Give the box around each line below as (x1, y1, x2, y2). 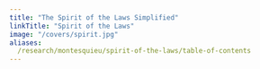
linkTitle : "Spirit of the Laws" (9, 22, 135, 30)
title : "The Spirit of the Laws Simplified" (9, 13, 179, 22)
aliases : (9, 38, 42, 47)
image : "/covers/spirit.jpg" (9, 30, 119, 39)
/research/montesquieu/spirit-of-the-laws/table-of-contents (17, 47, 252, 56)
